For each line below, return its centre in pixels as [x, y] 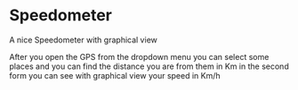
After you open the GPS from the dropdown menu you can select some [139, 56]
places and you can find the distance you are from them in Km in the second [149, 66]
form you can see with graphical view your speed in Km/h [115, 75]
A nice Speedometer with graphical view [83, 40]
